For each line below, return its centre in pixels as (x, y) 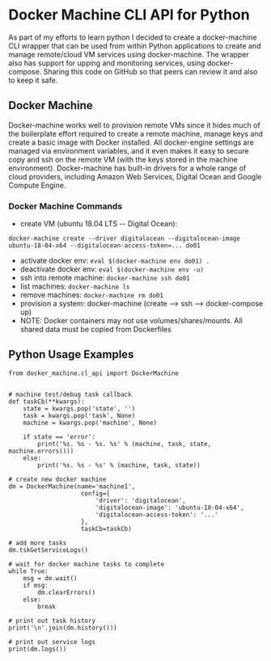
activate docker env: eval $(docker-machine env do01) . (115, 261)
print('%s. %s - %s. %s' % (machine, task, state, (125, 444)
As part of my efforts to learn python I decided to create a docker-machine (133, 37)
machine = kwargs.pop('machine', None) (90, 423)
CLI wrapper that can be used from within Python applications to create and (135, 45)
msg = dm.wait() (51, 578)
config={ (95, 493)
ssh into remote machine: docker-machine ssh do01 (105, 278)
